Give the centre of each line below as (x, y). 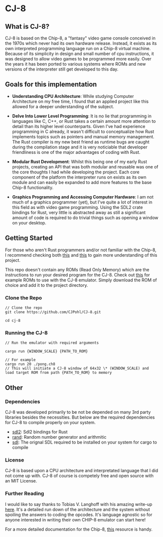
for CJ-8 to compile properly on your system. (50, 422)
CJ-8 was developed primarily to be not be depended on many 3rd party (78, 412)
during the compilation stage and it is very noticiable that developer (80, 147)
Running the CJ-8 (26, 333)
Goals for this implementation (51, 84)
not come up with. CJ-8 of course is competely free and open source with (79, 476)
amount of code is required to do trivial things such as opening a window (85, 218)
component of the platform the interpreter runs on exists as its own (79, 177)
